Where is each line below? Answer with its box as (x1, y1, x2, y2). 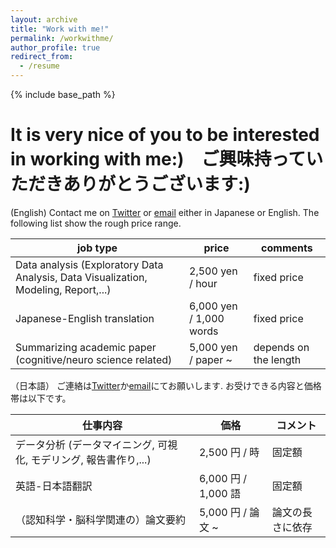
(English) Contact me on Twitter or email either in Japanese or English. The (10, 206, 320, 218)
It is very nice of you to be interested (10, 124, 320, 146)
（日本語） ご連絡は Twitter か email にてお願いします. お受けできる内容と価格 (10, 379, 322, 391)
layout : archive (10, 14, 78, 25)
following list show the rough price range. (10, 217, 182, 229)
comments (261, 241, 313, 255)
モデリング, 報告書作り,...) (30, 452, 152, 466)
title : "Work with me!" (10, 24, 110, 34)
